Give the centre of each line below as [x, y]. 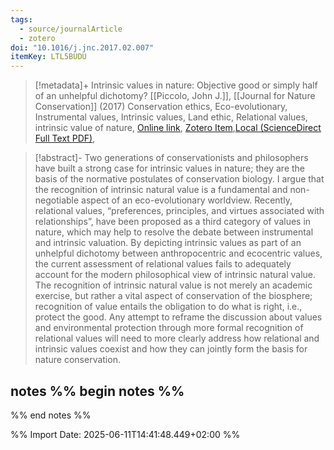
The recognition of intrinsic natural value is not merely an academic [173, 285]
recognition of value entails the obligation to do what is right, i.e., [168, 307]
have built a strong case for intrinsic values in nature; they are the [170, 168]
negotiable [57, 200]
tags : [21, 19]
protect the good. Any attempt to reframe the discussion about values [178, 317]
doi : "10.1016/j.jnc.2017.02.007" [82, 47]
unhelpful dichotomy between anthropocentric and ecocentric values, [178, 253]
